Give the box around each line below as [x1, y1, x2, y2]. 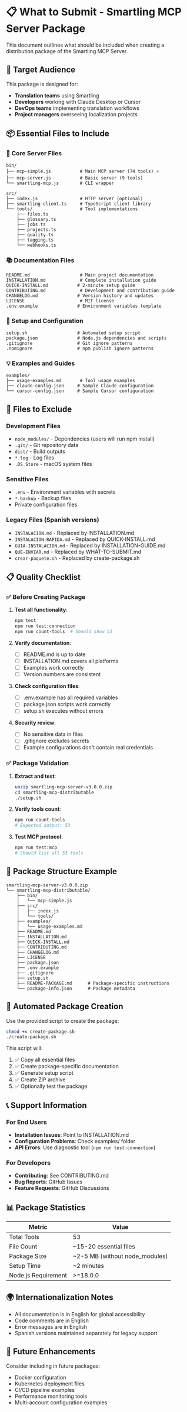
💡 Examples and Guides [6, 359, 75, 367]
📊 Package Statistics [6, 1202, 86, 1212]
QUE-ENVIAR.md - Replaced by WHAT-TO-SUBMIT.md [14, 548, 142, 555]
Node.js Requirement [9, 1271, 68, 1280]
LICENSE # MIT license [6, 298, 115, 304]
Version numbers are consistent [23, 671, 101, 678]
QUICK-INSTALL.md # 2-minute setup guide [6, 282, 135, 288]
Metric [28, 1223, 48, 1231]
